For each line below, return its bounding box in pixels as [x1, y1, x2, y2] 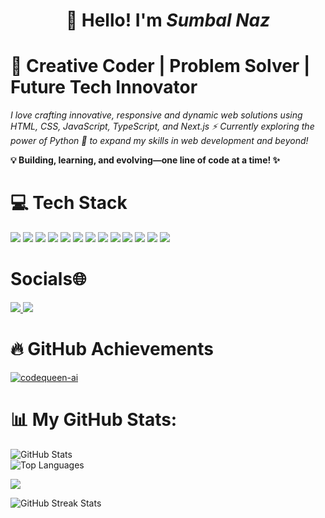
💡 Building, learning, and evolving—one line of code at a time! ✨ [10, 154, 281, 166]
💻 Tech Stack [10, 192, 128, 214]
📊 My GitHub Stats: [10, 409, 178, 431]
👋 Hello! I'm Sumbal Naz [65, 9, 271, 32]
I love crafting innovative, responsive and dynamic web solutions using [10, 109, 303, 121]
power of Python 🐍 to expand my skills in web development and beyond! [10, 135, 309, 147]
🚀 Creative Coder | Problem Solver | [10, 55, 311, 78]
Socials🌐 [10, 268, 87, 291]
